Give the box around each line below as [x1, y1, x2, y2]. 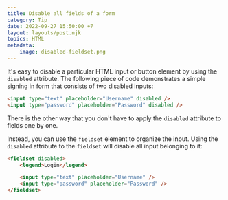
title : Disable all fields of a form [7, 10, 115, 17]
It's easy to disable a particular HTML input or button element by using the [7, 67, 218, 76]
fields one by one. [7, 121, 58, 129]
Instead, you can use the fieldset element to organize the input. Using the [7, 135, 218, 143]
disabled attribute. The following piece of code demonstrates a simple [7, 74, 206, 82]
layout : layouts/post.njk [7, 29, 81, 36]
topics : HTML [7, 36, 45, 43]
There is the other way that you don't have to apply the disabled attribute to [7, 114, 222, 122]
